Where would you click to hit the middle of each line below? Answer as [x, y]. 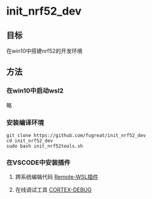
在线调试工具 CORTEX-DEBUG [53, 190]
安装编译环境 [25, 122]
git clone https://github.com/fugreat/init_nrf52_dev [76, 135]
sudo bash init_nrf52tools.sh [45, 146]
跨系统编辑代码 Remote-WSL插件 [57, 177]
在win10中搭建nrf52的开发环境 [44, 51]
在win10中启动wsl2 [35, 91]
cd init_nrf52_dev [30, 141]
